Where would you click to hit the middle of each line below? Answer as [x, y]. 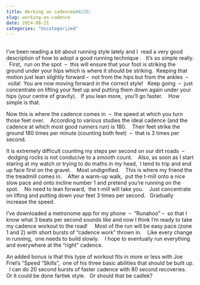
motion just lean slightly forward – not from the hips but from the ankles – [97, 77]
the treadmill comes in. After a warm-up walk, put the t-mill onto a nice [96, 176]
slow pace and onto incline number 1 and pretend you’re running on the [93, 183]
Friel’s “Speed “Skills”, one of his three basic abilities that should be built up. [100, 263]
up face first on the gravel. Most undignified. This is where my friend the [99, 170]
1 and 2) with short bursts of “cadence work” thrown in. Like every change [99, 232]
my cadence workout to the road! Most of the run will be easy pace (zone [99, 226]
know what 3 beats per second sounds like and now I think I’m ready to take [99, 220]
